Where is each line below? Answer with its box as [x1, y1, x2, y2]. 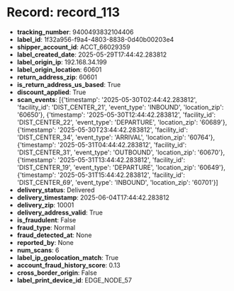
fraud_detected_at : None [16, 231, 92, 239]
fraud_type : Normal [16, 223, 76, 232]
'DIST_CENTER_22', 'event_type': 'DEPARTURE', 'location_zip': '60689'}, [16, 118, 228, 126]
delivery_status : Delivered [16, 186, 95, 194]
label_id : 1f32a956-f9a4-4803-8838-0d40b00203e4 [16, 35, 174, 43]
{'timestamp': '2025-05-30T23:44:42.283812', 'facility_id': [16, 125, 189, 134]
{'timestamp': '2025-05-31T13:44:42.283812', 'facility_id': [16, 155, 186, 164]
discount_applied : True [16, 88, 87, 96]
